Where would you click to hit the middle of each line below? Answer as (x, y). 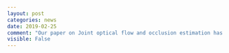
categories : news (32, 20)
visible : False (29, 39)
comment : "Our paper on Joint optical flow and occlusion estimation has (115, 33)
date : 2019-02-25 (32, 26)
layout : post (26, 13)
